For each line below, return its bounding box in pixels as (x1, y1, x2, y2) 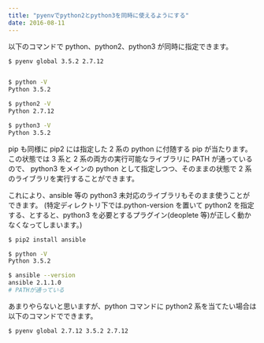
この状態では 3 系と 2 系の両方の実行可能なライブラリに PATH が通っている (8, 154, 253, 163)
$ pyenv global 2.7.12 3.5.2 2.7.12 (8, 326, 128, 335)
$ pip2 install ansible (8, 236, 87, 244)
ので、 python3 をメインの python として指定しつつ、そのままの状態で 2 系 (8, 163, 252, 173)
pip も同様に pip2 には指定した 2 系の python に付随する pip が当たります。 (8, 144, 252, 154)
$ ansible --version (8, 271, 76, 280)
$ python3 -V (8, 121, 51, 129)
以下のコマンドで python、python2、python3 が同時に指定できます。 (8, 41, 233, 51)
